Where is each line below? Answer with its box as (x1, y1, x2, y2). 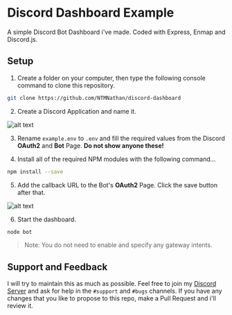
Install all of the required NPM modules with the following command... (17, 155, 216, 163)
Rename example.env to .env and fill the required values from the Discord (17, 134, 225, 142)
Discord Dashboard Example (7, 5, 175, 21)
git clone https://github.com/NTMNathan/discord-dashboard (7, 94, 181, 101)
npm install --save (7, 168, 64, 175)
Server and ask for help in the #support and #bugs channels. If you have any (7, 287, 223, 296)
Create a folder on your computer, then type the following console (17, 74, 206, 82)
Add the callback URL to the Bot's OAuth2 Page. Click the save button (17, 180, 218, 189)
